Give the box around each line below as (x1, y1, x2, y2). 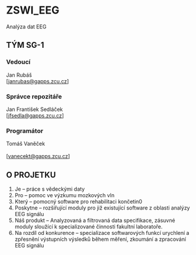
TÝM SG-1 (6, 40, 44, 50)
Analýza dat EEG (6, 23, 47, 30)
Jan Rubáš (6, 71, 32, 79)
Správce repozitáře (6, 92, 62, 100)
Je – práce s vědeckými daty (14, 185, 85, 192)
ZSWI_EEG (6, 4, 60, 17)
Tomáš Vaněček (6, 140, 45, 148)
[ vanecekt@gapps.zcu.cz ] (6, 153, 70, 160)
